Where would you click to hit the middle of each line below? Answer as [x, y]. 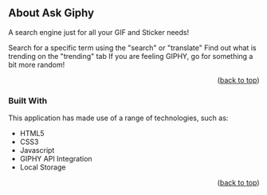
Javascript [37, 150]
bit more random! [37, 64]
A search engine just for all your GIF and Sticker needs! [99, 32]
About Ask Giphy [51, 13]
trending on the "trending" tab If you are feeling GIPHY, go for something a [131, 56]
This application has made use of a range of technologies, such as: [118, 118]
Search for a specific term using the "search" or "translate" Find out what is [132, 48]
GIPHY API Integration [56, 159]
